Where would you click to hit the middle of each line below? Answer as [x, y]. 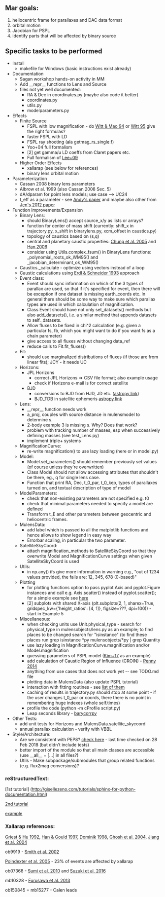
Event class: [32, 278]
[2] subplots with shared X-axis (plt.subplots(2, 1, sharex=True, [91, 603]
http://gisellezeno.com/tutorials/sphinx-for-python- [84, 789]
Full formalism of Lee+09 [52, 157]
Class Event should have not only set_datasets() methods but [89, 309]
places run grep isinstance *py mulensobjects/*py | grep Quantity [94, 640]
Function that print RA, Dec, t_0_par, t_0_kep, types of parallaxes [92, 483]
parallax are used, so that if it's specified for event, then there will [93, 289]
